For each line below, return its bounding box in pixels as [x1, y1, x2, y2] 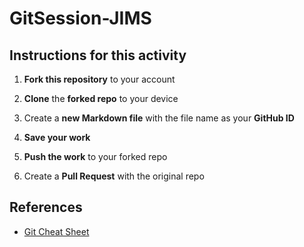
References [9, 199, 83, 216]
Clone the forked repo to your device [23, 93, 179, 104]
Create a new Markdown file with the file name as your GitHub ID [23, 112, 295, 124]
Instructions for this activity [9, 47, 187, 64]
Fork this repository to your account [23, 73, 176, 85]
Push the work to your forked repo [23, 151, 168, 162]
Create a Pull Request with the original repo [23, 170, 205, 182]
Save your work [23, 132, 91, 143]
